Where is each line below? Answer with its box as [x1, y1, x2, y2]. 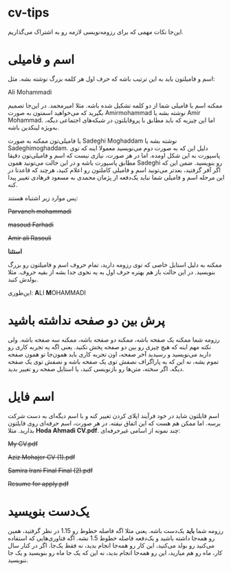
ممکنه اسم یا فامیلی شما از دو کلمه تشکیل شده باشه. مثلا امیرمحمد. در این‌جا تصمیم [8, 101, 223, 110]
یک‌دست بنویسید [8, 503, 90, 519]
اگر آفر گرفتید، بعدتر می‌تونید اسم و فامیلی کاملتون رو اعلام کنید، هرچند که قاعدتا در [8, 165, 221, 174]
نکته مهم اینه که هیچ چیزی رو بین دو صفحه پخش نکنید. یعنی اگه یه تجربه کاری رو [8, 342, 212, 351]
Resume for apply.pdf [8, 479, 69, 488]
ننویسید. [8, 556, 29, 564]
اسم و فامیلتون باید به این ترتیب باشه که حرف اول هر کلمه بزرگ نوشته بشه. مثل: [8, 74, 215, 83]
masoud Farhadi [8, 220, 54, 229]
